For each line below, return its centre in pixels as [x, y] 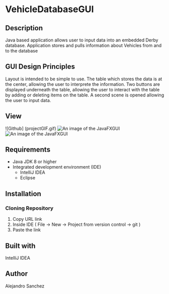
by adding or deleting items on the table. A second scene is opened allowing [85, 95]
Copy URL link [27, 219]
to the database [21, 51]
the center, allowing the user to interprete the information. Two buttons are [83, 84]
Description [24, 28]
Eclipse [27, 178]
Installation [23, 194]
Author [16, 274]
